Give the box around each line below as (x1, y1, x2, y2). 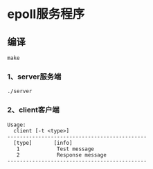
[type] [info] (13, 139, 73, 146)
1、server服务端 (7, 72, 62, 81)
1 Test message (16, 146, 95, 152)
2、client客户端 (7, 105, 60, 115)
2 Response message (16, 151, 107, 159)
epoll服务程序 (7, 6, 85, 22)
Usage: (7, 121, 26, 128)
